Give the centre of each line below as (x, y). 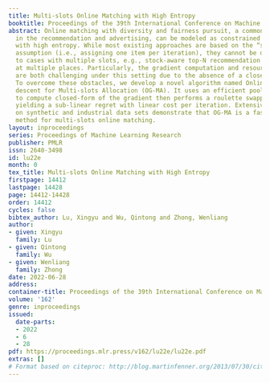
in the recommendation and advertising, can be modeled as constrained (138, 38)
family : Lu (34, 240)
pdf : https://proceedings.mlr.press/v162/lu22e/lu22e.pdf (107, 352)
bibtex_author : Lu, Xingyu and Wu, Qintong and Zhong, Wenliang (118, 218)
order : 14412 (30, 202)
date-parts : (36, 322)
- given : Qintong (37, 247)
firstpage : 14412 (37, 180)
